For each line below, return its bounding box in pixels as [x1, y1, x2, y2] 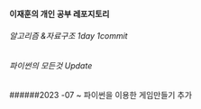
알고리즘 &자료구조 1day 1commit [9, 31, 128, 41]
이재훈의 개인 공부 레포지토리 [9, 8, 110, 19]
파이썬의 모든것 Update [9, 59, 93, 71]
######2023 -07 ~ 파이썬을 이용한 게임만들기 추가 [9, 90, 192, 101]
